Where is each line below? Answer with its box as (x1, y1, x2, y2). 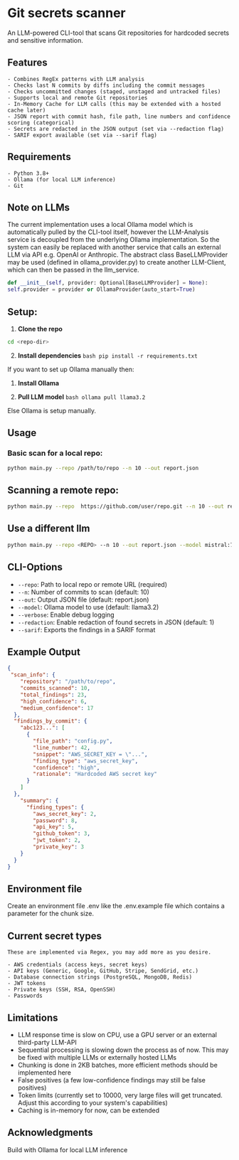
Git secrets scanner (7, 5, 126, 21)
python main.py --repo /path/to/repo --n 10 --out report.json (7, 464, 199, 472)
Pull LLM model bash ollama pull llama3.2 (17, 393, 146, 401)
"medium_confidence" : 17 (20, 704, 94, 712)
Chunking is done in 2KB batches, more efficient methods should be (17, 1060, 218, 1069)
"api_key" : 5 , (33, 824, 75, 831)
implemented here (17, 1068, 72, 1077)
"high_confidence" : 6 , (20, 698, 87, 705)
